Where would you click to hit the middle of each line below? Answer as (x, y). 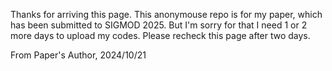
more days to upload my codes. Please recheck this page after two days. (160, 35)
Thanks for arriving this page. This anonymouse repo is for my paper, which (166, 14)
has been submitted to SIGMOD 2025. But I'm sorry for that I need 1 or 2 (159, 25)
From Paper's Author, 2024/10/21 (78, 55)
